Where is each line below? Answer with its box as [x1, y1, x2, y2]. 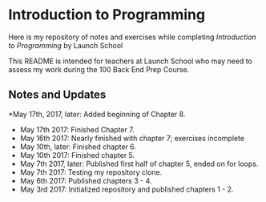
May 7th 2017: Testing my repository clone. [19, 167, 163, 177]
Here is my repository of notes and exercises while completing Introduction [8, 32, 256, 42]
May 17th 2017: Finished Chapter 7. [19, 124, 135, 134]
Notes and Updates [8, 88, 107, 102]
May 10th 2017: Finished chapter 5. [19, 150, 135, 160]
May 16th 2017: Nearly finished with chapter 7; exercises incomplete [19, 133, 245, 143]
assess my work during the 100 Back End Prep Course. [8, 64, 190, 74]
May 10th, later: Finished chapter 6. [19, 142, 136, 151]
